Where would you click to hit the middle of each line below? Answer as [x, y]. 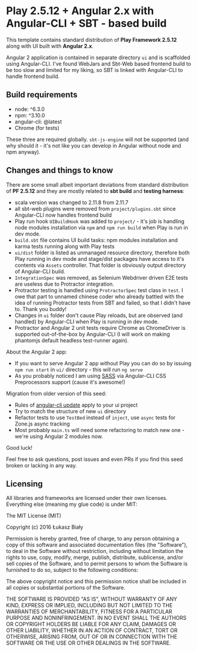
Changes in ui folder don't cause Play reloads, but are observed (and [98, 315]
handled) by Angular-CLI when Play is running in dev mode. [87, 321]
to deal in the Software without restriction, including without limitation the [95, 551]
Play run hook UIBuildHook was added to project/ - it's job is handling [99, 221]
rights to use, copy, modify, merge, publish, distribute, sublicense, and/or [95, 557]
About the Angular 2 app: [37, 352]
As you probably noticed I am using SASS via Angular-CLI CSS [90, 375]
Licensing [24, 484]
